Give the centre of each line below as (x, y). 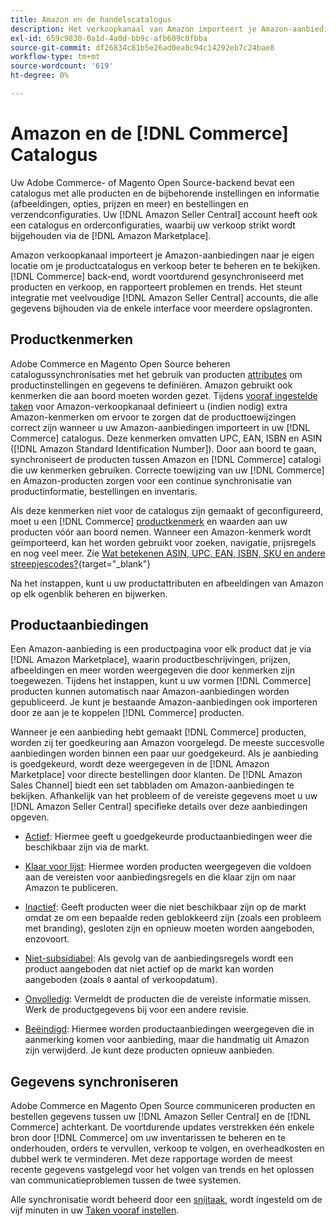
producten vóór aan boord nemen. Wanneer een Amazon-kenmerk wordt (161, 532)
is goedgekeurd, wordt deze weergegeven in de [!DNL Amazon (140, 764)
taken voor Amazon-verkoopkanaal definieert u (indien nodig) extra (149, 406)
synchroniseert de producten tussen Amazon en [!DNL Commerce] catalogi (166, 459)
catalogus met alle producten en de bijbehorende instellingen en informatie (165, 193)
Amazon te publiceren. (71, 888)
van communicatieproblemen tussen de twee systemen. (126, 1180)
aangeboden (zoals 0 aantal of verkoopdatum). (121, 980)
